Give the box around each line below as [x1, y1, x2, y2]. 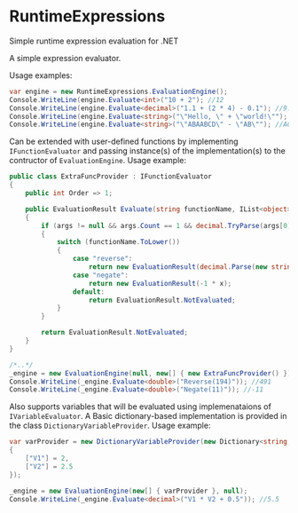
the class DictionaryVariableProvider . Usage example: [9, 420, 211, 431]
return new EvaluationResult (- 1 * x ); [88, 279, 232, 288]
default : [72, 287, 105, 296]
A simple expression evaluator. [9, 52, 122, 63]
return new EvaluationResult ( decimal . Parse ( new [88, 263, 268, 272]
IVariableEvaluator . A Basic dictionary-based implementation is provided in [9, 411, 287, 422]
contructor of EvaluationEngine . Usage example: [9, 155, 187, 166]
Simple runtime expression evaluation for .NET [9, 36, 179, 46]
